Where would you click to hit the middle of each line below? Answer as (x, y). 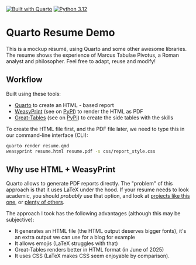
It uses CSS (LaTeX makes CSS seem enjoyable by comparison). (92, 256)
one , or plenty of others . (35, 202)
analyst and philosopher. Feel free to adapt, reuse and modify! (81, 61)
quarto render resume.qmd (37, 146)
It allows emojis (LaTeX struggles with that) (66, 243)
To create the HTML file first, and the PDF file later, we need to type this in (95, 129)
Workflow (24, 80)
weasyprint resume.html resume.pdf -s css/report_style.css (81, 151)
